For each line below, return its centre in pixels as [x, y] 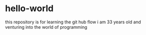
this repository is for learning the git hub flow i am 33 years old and [73, 22]
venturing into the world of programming [46, 27]
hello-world [29, 9]
